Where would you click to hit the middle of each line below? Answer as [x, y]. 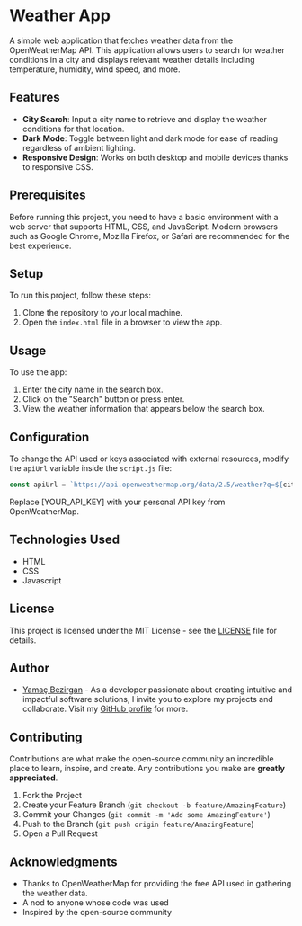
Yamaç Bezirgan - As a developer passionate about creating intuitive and [157, 690]
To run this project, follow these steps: [80, 295]
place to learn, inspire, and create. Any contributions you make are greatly [147, 769]
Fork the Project [52, 796]
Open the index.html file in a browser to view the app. [122, 322]
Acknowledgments [64, 862]
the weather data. [55, 893]
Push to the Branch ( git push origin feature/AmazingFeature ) [138, 824]
